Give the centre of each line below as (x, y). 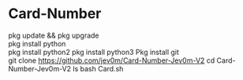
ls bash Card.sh (98, 68)
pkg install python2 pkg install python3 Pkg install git (94, 52)
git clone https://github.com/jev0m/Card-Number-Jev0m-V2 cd (112, 60)
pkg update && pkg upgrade (54, 35)
